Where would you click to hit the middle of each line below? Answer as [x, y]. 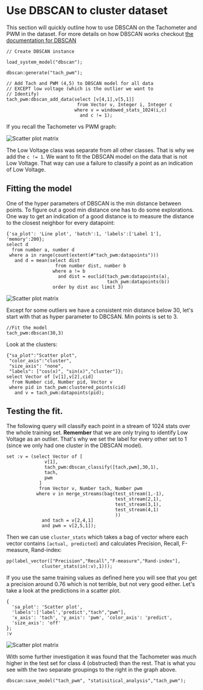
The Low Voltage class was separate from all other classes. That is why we [100, 150]
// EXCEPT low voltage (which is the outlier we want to [80, 89]
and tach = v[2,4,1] [68, 520]
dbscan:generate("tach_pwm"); [45, 73]
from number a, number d [43, 250]
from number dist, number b [91, 266]
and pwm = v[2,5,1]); [69, 526]
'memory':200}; [26, 239]
